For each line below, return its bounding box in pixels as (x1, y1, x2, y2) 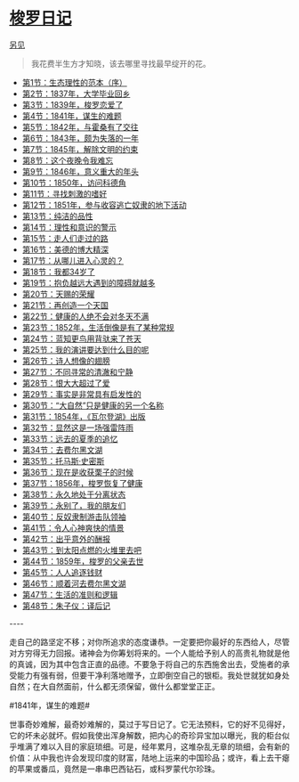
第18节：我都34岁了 (21, 266, 95, 277)
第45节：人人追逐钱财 (21, 566, 103, 577)
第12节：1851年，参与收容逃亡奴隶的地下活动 (21, 200, 187, 210)
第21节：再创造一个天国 (21, 299, 109, 310)
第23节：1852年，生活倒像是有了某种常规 (21, 322, 175, 332)
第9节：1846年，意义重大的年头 (21, 166, 140, 176)
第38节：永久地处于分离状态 (21, 489, 126, 500)
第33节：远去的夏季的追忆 (21, 433, 118, 444)
